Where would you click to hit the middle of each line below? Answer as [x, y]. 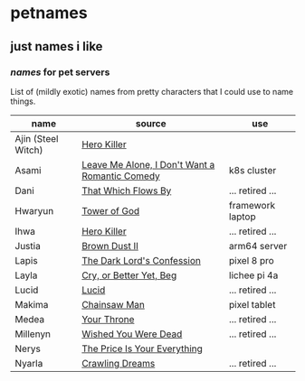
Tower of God [111, 210]
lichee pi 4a [253, 275]
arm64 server [258, 246]
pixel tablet [252, 304]
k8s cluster [253, 170]
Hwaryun [34, 210]
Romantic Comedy [121, 176]
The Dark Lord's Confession [142, 260]
